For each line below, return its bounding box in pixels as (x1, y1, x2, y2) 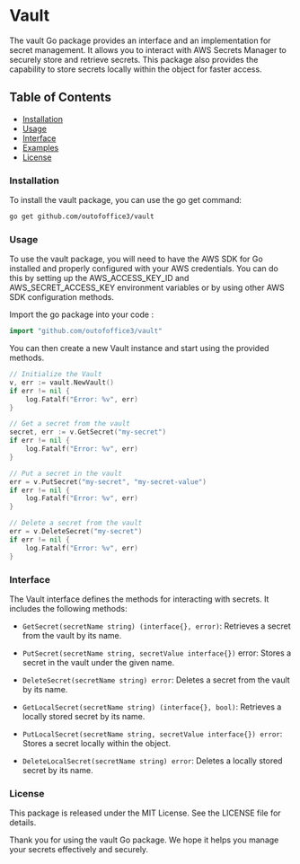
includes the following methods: (9, 603, 128, 613)
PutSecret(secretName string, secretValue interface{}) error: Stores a (22, 648, 292, 658)
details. (9, 817, 37, 828)
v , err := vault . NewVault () (9, 378, 115, 387)
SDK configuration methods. (9, 292, 114, 303)
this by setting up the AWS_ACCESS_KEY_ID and (9, 273, 190, 284)
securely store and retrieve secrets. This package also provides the (9, 54, 259, 65)
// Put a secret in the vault (9, 469, 123, 478)
